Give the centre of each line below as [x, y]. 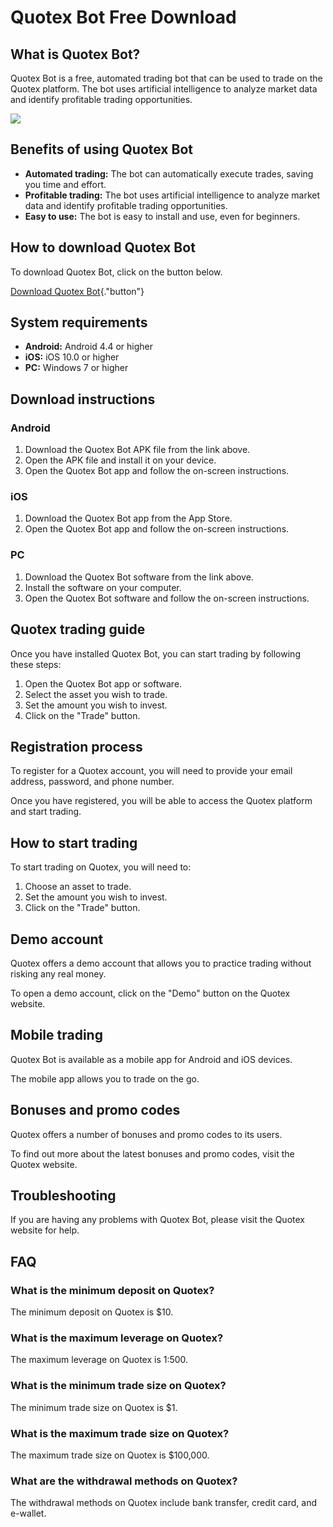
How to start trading [74, 842]
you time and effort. [65, 184]
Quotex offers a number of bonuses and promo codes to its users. [146, 1134]
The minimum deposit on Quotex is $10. [92, 1312]
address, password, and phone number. [92, 782]
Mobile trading [56, 1035]
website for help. [45, 1230]
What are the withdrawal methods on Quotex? [124, 1481]
